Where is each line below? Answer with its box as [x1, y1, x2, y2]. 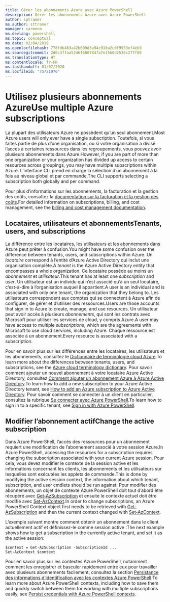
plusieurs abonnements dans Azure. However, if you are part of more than [5, 151, 159, 157]
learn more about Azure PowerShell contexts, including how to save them [5, 580, 159, 586]
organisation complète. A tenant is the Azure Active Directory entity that [5, 262, 155, 268]
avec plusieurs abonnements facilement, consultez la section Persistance [5, 569, 159, 575]
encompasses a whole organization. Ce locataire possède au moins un [5, 268, 153, 274]
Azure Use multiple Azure [5, 102, 114, 114]
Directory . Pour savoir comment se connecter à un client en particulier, [5, 391, 153, 398]
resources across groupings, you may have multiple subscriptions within [5, 162, 157, 168]
